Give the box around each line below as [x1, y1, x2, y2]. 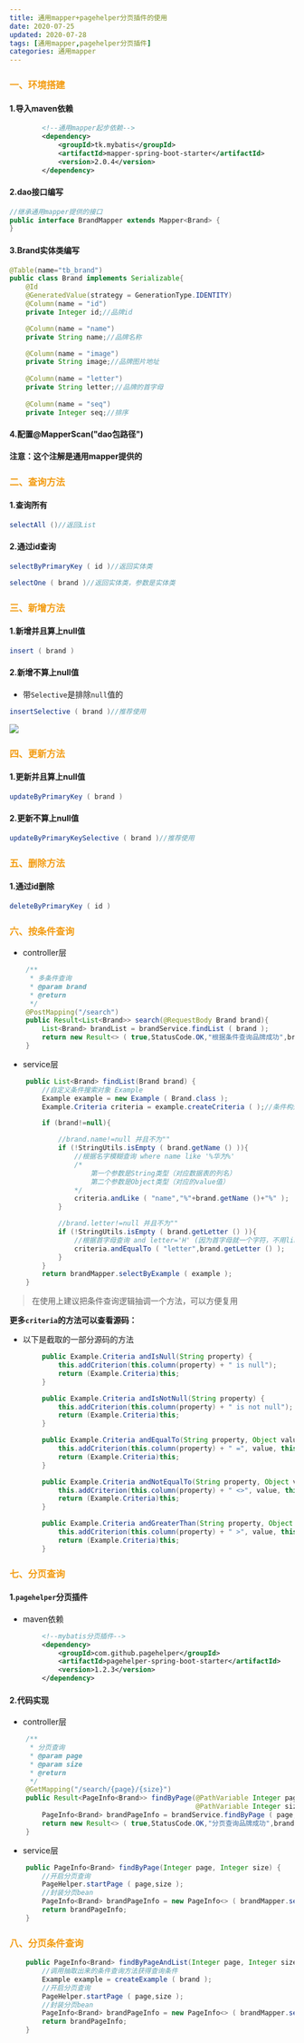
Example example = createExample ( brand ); [42, 1975, 213, 1984]
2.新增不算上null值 [9, 667, 80, 678]
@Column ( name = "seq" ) [25, 399, 111, 408]
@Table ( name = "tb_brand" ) [9, 265, 103, 275]
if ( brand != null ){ [42, 1118, 111, 1128]
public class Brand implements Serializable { [9, 274, 184, 283]
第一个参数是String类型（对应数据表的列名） [90, 1168, 237, 1178]
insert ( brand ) [9, 646, 75, 655]
